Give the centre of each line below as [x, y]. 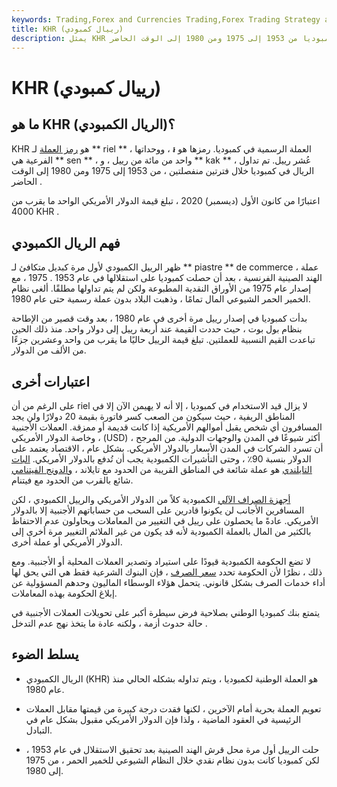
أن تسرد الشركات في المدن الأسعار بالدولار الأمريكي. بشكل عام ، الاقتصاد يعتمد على [167, 448]
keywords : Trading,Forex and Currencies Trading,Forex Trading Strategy [166, 19]
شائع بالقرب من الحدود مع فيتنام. [72, 480]
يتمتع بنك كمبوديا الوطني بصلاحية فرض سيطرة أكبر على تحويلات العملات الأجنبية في [166, 612]
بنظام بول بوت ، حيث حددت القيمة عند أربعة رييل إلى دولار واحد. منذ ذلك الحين [157, 329]
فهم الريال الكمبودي [66, 242]
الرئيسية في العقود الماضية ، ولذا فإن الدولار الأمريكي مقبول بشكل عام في [163, 719]
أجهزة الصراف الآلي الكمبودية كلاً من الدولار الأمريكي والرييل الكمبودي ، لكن [151, 499]
